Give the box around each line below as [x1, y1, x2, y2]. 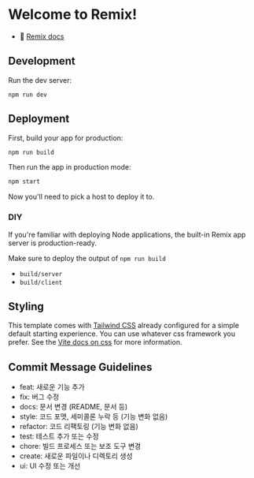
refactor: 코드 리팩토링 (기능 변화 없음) [19, 422, 139, 431]
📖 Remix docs [19, 32, 64, 41]
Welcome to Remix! [8, 6, 138, 24]
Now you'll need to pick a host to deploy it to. [8, 192, 155, 202]
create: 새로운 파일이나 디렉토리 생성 [19, 451, 133, 461]
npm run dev [8, 91, 47, 99]
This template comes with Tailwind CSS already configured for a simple [8, 321, 240, 330]
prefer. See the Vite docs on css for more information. [8, 338, 182, 347]
